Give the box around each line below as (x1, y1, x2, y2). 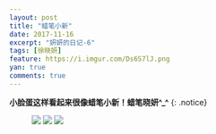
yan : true (9, 63, 47, 72)
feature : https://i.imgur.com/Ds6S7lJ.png (9, 54, 170, 63)
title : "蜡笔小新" (9, 21, 73, 30)
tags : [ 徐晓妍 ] (9, 46, 63, 55)
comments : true (9, 71, 66, 80)
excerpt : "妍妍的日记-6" (9, 38, 96, 47)
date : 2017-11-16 (9, 29, 74, 38)
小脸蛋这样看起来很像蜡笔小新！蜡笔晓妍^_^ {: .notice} (9, 96, 208, 107)
